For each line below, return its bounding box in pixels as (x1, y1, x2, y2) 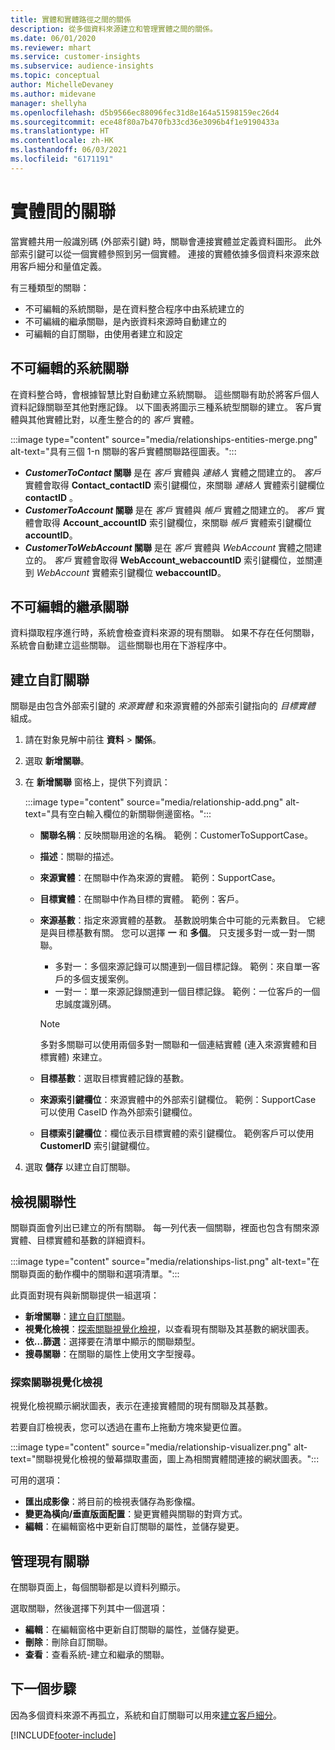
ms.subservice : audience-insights (10, 61, 155, 71)
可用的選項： (10, 1474, 63, 1486)
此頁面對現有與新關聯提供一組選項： (10, 1289, 160, 1301)
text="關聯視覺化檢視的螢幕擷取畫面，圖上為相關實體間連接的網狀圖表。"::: (10, 1453, 320, 1465)
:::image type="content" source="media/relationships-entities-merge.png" (10, 433, 318, 445)
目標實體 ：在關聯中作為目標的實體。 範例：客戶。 (39, 893, 245, 905)
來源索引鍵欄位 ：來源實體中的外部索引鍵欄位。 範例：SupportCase (39, 1094, 317, 1106)
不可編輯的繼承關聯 (10, 598, 129, 615)
